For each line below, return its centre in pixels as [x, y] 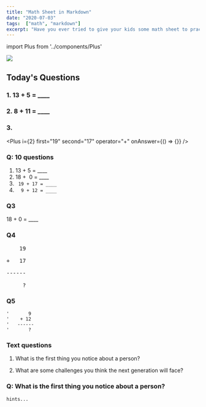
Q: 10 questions [30, 157]
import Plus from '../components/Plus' [54, 47]
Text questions [29, 345]
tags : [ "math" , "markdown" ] [44, 23]
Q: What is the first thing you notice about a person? [86, 386]
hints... [17, 399]
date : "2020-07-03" [31, 18]
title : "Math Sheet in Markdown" [49, 12]
